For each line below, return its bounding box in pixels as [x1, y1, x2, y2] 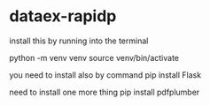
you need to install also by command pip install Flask [9, 69, 202, 80]
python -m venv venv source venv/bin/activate [9, 52, 180, 63]
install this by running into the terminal [9, 35, 149, 46]
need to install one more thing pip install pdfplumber [9, 87, 200, 97]
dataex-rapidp [9, 6, 117, 26]
